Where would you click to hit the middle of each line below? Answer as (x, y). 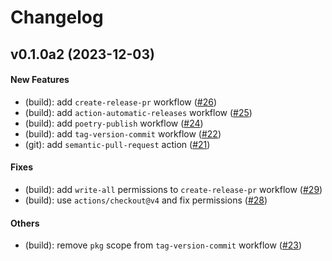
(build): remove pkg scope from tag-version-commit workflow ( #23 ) (163, 245)
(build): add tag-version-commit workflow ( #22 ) (123, 133)
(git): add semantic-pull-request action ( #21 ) (117, 144)
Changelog (57, 17)
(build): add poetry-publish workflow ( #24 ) (114, 123)
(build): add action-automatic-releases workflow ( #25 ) (138, 112)
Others (25, 223)
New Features (40, 80)
